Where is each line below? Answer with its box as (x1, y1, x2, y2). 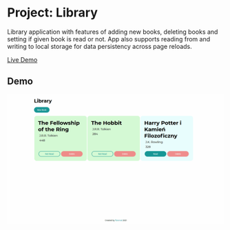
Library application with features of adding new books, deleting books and (7, 28, 218, 36)
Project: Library (7, 5, 98, 21)
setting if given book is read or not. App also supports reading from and (7, 34, 211, 43)
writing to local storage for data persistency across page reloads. (7, 42, 193, 50)
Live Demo (7, 55, 38, 63)
